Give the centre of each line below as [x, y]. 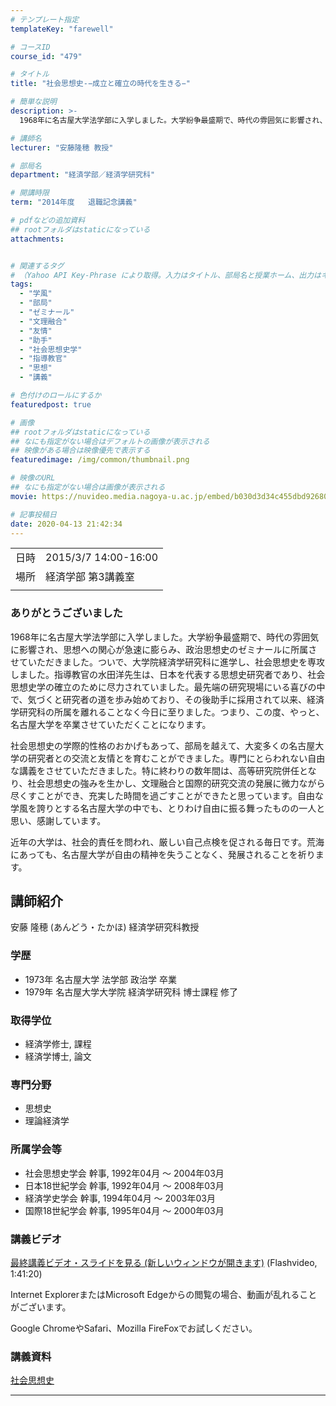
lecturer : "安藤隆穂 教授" [62, 147]
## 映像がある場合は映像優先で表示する [80, 451]
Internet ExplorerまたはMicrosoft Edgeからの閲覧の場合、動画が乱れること [164, 1294]
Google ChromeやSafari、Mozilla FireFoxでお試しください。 [134, 1328]
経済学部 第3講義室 [90, 577]
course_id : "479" [46, 56]
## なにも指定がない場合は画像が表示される [88, 487]
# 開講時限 [30, 193]
